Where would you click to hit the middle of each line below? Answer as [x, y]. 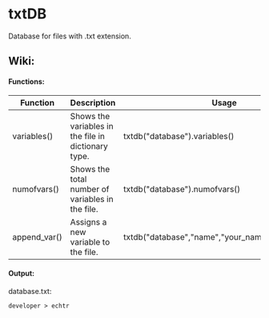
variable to [90, 242]
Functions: [27, 81]
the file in [88, 136]
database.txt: [30, 291]
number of [90, 189]
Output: [21, 273]
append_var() [37, 237]
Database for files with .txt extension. [70, 36]
